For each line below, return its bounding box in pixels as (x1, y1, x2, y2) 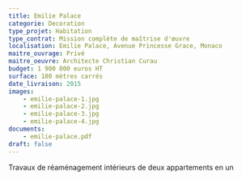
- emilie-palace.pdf (23, 132, 92, 140)
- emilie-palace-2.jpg (23, 102, 100, 110)
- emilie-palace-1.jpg (23, 95, 100, 103)
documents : (8, 125, 45, 133)
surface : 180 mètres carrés (8, 72, 104, 80)
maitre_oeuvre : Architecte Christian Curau (8, 58, 158, 66)
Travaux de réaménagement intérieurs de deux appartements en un (8, 162, 234, 172)
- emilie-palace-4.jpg (23, 118, 100, 126)
